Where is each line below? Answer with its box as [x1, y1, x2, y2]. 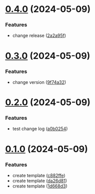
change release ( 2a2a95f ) [12, 32, 66, 38]
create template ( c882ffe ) [12, 172, 66, 178]
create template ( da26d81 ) [12, 178, 67, 184]
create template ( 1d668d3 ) [12, 183, 67, 189]
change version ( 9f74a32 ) [12, 79, 66, 85]
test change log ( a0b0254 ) [12, 126, 68, 132]
